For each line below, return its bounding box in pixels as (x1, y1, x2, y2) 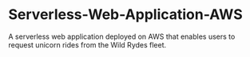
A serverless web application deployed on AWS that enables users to (8, 32, 236, 41)
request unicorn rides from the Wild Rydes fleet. (8, 40, 167, 49)
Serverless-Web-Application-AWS (8, 6, 243, 24)
